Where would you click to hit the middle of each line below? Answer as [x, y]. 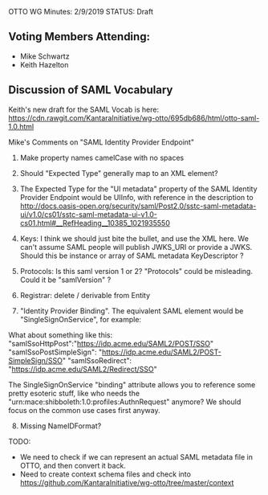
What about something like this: [61, 335]
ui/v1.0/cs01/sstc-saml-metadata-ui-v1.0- [89, 214]
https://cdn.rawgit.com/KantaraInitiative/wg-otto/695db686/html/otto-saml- [134, 118]
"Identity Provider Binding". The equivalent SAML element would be [132, 311]
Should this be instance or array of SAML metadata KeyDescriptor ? [132, 256]
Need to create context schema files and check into [105, 474]
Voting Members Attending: [79, 37]
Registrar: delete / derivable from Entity [85, 295]
